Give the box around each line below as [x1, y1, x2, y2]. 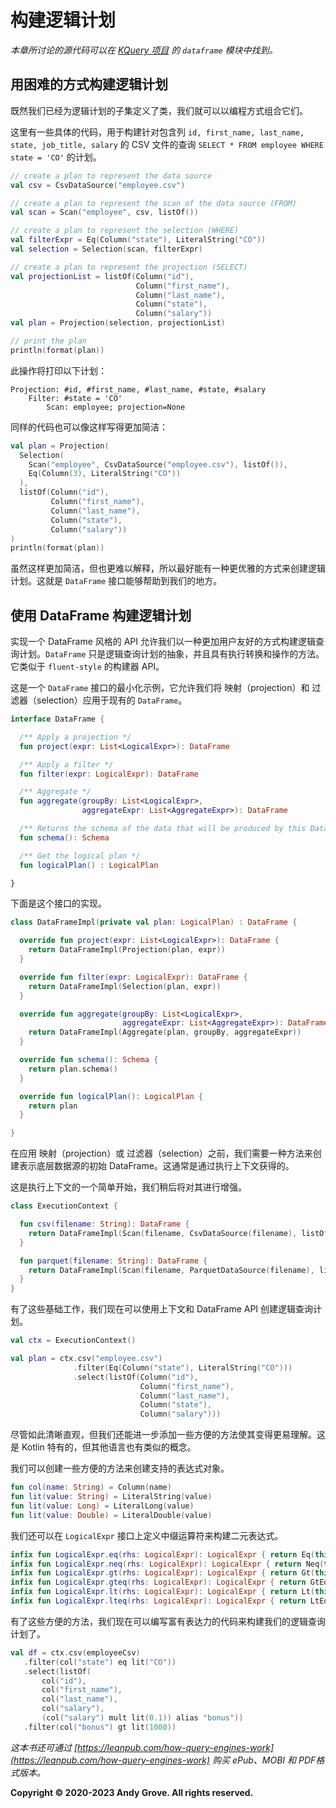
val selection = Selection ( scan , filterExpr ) [10, 244, 203, 254]
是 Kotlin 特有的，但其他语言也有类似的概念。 [10, 1441, 197, 1453]
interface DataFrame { [10, 714, 105, 725]
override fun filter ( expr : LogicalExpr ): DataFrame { [19, 972, 248, 982]
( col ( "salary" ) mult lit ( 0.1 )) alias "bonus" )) [41, 1713, 244, 1723]
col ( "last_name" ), [41, 1694, 118, 1705]
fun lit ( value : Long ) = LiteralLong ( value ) [10, 1501, 195, 1511]
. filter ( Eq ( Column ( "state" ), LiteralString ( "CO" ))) [73, 1362, 293, 1373]
